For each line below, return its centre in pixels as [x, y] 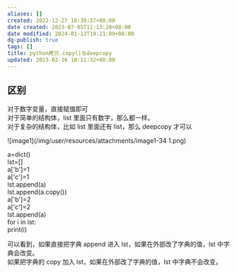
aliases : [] [25, 14]
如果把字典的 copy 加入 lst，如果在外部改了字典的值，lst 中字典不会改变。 [115, 262]
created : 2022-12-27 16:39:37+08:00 [61, 21]
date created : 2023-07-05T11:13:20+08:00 [69, 27]
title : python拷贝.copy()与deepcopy [60, 54]
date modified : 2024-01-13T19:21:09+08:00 [71, 34]
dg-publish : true [33, 40]
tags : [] [20, 47]
